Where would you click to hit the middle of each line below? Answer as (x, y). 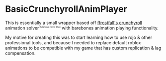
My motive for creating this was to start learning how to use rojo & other (79, 37)
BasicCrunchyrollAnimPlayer (66, 9)
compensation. (20, 53)
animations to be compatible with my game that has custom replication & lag (83, 48)
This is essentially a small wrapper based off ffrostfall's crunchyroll (74, 23)
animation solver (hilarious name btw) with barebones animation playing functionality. (82, 28)
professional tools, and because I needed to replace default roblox (73, 42)
